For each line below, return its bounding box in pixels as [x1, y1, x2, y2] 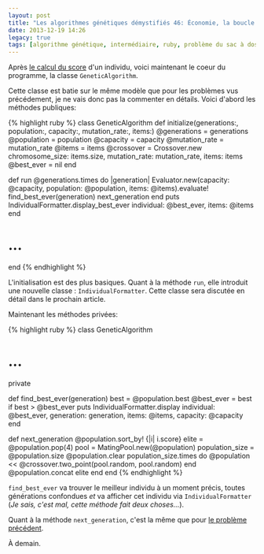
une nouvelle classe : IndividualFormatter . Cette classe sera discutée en [8, 286, 245, 296]
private [8, 379, 31, 388]
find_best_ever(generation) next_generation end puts [8, 192, 180, 202]
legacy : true [8, 33, 51, 42]
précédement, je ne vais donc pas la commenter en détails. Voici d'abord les [8, 95, 256, 104]
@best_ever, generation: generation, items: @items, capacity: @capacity [8, 411, 244, 420]
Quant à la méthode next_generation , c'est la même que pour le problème [8, 515, 247, 524]
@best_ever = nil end [8, 160, 77, 169]
